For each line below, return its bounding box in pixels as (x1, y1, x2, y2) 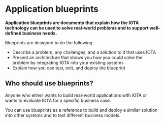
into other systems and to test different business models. (5, 112, 121, 118)
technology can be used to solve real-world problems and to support (5, 25, 149, 31)
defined (5, 30, 22, 36)
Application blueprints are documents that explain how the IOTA (5, 20, 139, 26)
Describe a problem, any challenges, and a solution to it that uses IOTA (12, 49, 156, 55)
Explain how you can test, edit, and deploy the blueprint (12, 65, 126, 71)
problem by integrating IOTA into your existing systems (12, 60, 124, 65)
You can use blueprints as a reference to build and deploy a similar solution (5, 107, 158, 113)
